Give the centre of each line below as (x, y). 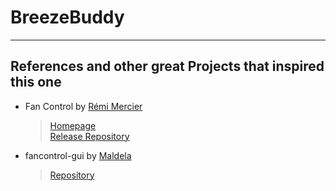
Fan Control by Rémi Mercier (83, 106)
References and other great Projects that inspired (167, 66)
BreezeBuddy (67, 17)
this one (36, 82)
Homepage (73, 125)
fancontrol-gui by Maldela (78, 155)
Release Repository (89, 136)
